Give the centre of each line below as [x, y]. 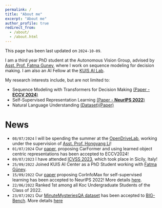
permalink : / [18, 10]
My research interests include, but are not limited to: [58, 80]
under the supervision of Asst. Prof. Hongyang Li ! [62, 143]
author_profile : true [27, 23]
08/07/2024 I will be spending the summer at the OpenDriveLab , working [84, 138]
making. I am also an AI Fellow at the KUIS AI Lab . [55, 70]
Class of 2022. [27, 190]
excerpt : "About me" [26, 19]
